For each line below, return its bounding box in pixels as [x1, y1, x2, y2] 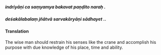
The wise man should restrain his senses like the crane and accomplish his [5, 39, 156, 45]
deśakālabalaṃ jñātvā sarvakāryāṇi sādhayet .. [5, 16, 107, 22]
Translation [5, 28, 29, 34]
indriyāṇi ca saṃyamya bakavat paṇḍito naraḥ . [5, 4, 106, 10]
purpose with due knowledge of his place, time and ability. [5, 44, 123, 50]
